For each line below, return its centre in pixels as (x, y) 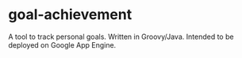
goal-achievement (70, 15)
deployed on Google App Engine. (62, 44)
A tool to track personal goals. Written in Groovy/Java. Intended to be (121, 37)
